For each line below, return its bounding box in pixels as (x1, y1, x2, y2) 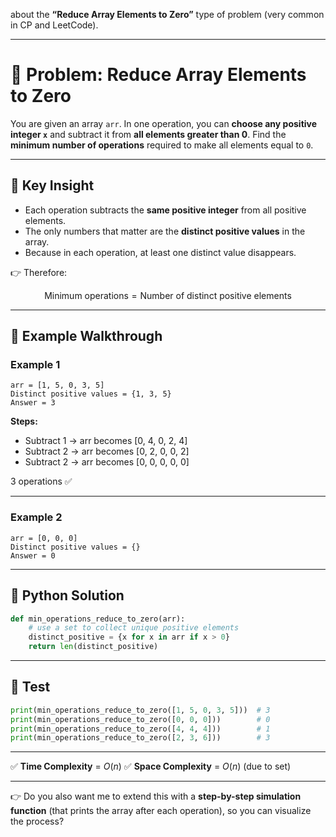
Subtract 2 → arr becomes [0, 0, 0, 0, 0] (24, 456, 190, 468)
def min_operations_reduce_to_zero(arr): (10, 614, 186, 624)
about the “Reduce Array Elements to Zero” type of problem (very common (10, 9, 325, 20)
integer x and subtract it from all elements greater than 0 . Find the (10, 128, 287, 140)
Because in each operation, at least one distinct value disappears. (24, 246, 297, 258)
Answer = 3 (10, 398, 56, 408)
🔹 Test (10, 679, 51, 696)
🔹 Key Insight (10, 177, 95, 194)
